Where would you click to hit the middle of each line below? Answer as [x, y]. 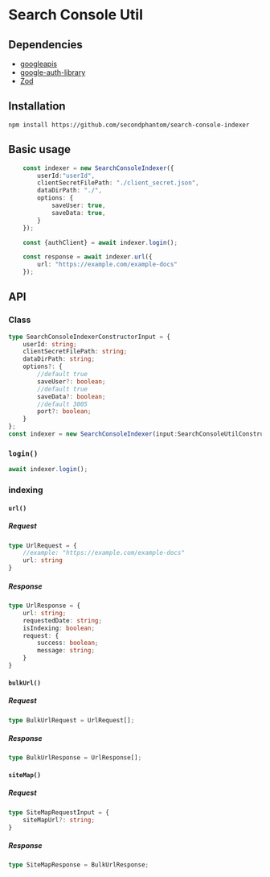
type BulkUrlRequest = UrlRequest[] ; [72, 720]
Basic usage [39, 149]
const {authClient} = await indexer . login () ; [100, 242]
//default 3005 [63, 404]
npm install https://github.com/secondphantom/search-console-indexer [129, 125]
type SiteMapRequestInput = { [59, 812]
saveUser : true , [78, 205]
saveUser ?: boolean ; [72, 381]
